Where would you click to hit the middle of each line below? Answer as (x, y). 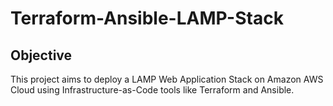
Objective (41, 55)
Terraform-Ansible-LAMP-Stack (147, 18)
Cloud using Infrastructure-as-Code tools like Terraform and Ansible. (152, 90)
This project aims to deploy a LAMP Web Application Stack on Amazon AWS (167, 79)
